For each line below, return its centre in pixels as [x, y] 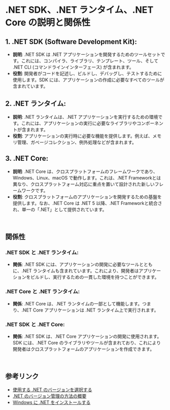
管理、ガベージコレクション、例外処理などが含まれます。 [77, 142]
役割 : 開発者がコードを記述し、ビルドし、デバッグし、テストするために [87, 73]
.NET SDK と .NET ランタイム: [42, 252]
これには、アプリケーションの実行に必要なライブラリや [79, 123]
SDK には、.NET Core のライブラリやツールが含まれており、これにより [87, 343]
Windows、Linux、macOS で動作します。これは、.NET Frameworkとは [87, 178]
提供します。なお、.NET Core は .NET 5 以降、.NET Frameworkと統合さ [87, 203]
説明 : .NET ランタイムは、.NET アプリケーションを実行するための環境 [85, 117]
